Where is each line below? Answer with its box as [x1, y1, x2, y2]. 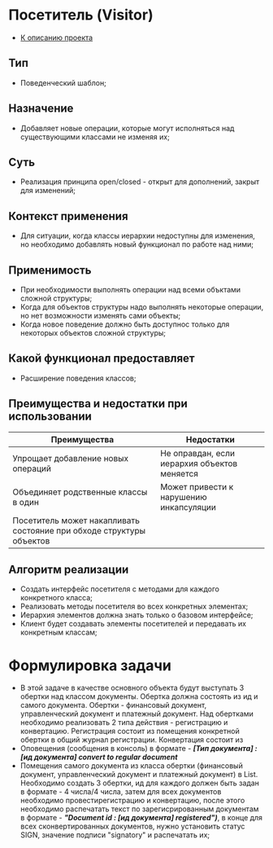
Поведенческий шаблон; [19, 77, 107, 87]
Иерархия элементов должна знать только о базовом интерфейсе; [19, 610, 253, 620]
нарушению [159, 491, 207, 503]
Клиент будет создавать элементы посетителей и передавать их [19, 619, 246, 629]
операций [12, 463, 51, 474]
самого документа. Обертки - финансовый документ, [19, 701, 207, 710]
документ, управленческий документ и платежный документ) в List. [19, 770, 258, 780]
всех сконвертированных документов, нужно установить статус [19, 821, 245, 832]
